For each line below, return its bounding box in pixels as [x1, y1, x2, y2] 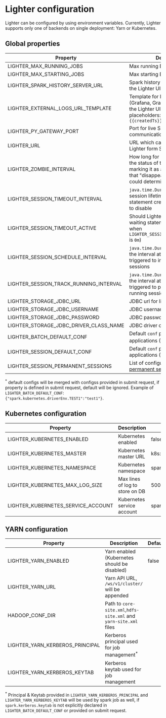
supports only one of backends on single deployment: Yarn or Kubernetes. [5, 25, 157, 31]
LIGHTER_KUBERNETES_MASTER [7, 450, 86, 457]
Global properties [5, 40, 60, 48]
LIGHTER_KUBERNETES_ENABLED [7, 436, 89, 443]
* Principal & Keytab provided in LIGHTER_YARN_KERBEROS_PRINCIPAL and [5, 691, 148, 698]
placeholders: [129, 112, 161, 119]
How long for [129, 153, 160, 160]
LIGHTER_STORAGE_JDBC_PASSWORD [7, 314, 100, 321]
